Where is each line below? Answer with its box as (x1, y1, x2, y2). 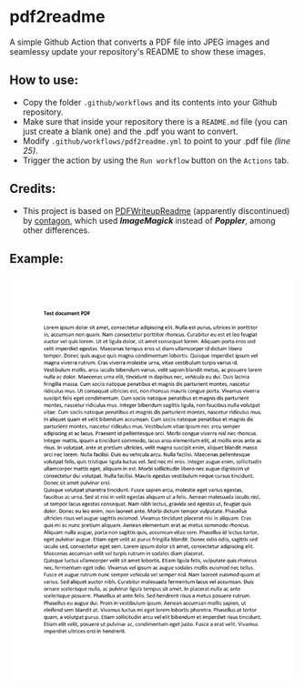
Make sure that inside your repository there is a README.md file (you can (22, 116, 289, 127)
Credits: (9, 181, 56, 197)
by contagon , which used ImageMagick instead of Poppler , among (22, 215, 276, 226)
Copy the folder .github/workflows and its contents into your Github (22, 96, 278, 107)
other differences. (22, 225, 91, 236)
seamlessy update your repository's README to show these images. (9, 46, 267, 56)
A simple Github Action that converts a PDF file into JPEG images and (9, 36, 270, 47)
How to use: (9, 73, 79, 88)
